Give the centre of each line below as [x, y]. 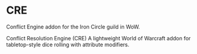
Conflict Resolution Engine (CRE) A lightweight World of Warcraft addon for [98, 38]
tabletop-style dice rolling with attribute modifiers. [68, 45]
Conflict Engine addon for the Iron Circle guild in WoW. [73, 27]
